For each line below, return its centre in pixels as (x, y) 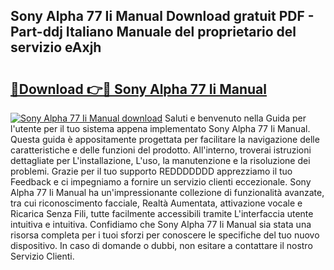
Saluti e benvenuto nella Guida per (235, 118)
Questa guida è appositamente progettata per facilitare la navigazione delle (165, 139)
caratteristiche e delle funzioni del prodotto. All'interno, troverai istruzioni (161, 150)
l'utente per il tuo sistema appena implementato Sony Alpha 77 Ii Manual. (160, 128)
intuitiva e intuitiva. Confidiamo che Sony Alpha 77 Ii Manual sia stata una (161, 224)
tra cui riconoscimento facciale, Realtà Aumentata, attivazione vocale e (156, 203)
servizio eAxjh (56, 47)
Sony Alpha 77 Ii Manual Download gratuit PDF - (162, 16)
